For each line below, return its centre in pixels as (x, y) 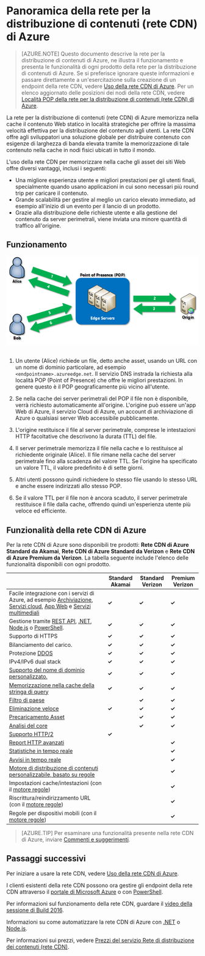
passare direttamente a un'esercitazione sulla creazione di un (99, 79)
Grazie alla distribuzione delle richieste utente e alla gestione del (96, 213)
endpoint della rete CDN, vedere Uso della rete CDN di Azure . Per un (107, 86)
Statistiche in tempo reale (41, 751)
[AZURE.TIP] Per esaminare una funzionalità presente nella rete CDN (107, 833)
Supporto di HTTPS (33, 636)
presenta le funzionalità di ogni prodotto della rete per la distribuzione (109, 67)
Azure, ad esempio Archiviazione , (51, 599)
